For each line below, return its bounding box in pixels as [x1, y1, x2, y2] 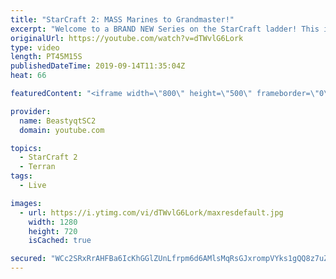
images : [10, 198, 43, 208]
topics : [10, 143, 43, 153]
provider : [10, 106, 52, 116]
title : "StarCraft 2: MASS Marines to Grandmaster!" [10, 14, 235, 25]
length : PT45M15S [10, 52, 83, 62]
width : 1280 [28, 217, 78, 227]
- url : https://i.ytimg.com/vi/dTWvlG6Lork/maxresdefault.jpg [19, 207, 284, 218]
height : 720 [28, 226, 78, 236]
